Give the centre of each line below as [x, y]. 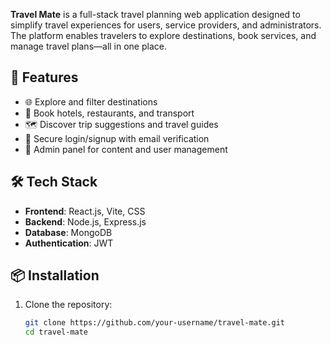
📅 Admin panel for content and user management [126, 149]
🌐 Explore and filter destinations [91, 101]
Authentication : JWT [69, 243]
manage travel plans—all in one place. [88, 46]
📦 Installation [55, 275]
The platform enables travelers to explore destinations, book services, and [163, 35]
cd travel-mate [56, 332]
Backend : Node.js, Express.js [85, 221]
